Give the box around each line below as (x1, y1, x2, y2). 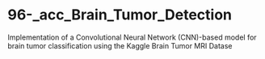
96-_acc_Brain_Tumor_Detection (7, 6, 232, 24)
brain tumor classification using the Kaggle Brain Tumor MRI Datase (7, 40, 233, 50)
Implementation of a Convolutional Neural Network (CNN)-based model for (7, 32, 257, 42)
